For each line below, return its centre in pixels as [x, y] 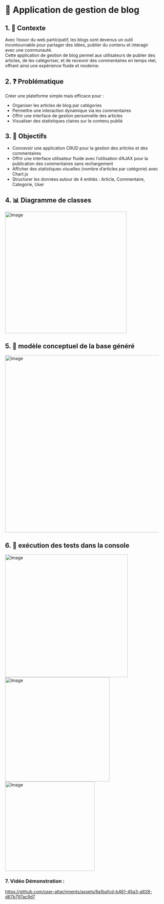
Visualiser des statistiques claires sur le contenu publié [67, 121]
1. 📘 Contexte [25, 28]
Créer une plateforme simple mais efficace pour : [54, 96]
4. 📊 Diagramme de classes [48, 200]
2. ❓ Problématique [34, 82]
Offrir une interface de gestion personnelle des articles [67, 116]
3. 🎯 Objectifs [26, 136]
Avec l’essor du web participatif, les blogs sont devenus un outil [69, 40]
